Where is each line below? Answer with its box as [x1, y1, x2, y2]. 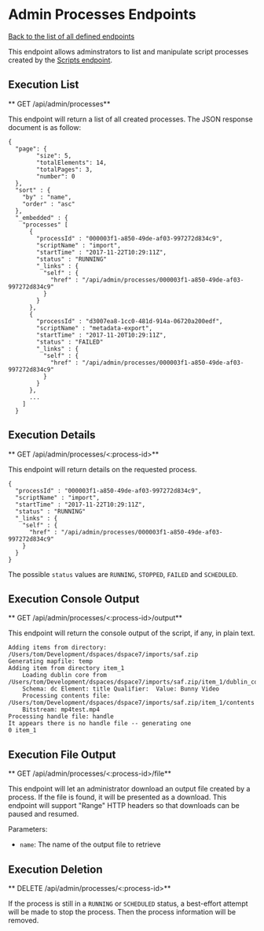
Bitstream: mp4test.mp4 [22, 706, 101, 714]
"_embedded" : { [15, 214, 68, 222]
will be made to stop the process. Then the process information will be [8, 907, 236, 916]
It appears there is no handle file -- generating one [8, 720, 192, 728]
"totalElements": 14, [36, 158, 108, 166]
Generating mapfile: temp [8, 657, 93, 665]
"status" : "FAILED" [36, 337, 104, 346]
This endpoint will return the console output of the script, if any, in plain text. [8, 628, 255, 638]
